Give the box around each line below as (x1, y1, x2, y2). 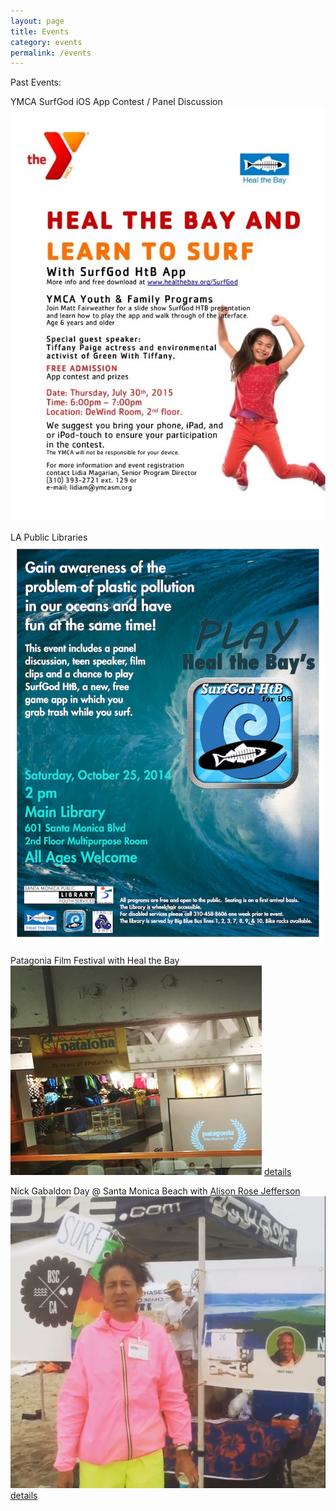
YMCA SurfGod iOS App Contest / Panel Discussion (10, 96, 223, 108)
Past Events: (10, 76, 62, 89)
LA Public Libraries (10, 531, 88, 544)
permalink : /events (10, 48, 92, 58)
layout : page (10, 16, 65, 26)
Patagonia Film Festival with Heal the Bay (10, 954, 180, 966)
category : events (10, 37, 83, 47)
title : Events (10, 26, 70, 37)
